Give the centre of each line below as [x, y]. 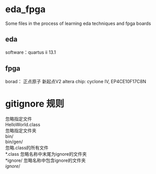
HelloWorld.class [23, 124]
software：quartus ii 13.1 [31, 52]
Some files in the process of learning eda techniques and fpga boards [78, 23]
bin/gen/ [14, 142]
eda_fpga [25, 9]
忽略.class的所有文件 [27, 148]
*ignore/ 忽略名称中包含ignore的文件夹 [46, 160]
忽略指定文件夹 [21, 130]
